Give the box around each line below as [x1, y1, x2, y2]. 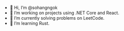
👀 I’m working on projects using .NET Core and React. [9, 10, 120, 16]
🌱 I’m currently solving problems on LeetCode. [9, 15, 105, 21]
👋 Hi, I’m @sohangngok [9, 5, 58, 10]
